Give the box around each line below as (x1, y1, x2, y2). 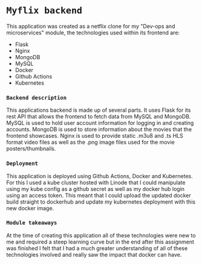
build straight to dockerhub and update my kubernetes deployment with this (6, 198, 195, 205)
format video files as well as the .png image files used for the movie (6, 138, 175, 146)
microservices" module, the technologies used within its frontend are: (6, 29, 180, 36)
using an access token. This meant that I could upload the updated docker (6, 192, 192, 199)
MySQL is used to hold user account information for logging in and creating (6, 120, 194, 127)
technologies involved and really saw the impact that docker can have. (6, 251, 182, 258)
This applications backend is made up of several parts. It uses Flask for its (6, 106, 191, 114)
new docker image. (6, 204, 54, 211)
